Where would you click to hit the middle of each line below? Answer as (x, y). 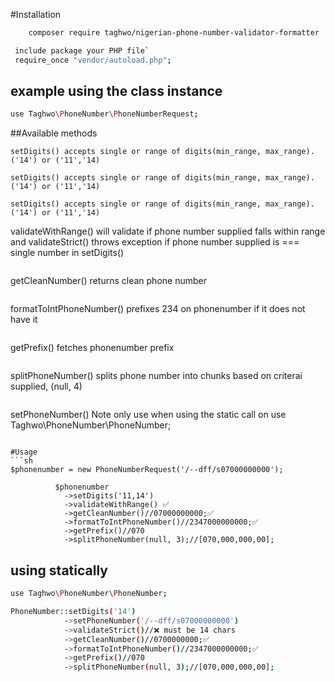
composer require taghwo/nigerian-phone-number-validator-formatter (174, 33)
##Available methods (54, 133)
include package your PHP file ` (82, 50)
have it (24, 320)
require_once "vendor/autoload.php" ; (93, 60)
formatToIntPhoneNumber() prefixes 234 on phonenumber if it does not (158, 309)
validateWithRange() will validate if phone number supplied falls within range (168, 231)
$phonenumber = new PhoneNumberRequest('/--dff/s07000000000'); (147, 470)
